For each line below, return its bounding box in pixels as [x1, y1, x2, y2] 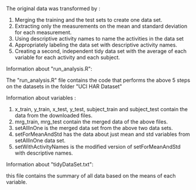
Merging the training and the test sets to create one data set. [14, 16, 162, 23]
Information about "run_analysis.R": [6, 65, 93, 72]
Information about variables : [6, 94, 76, 101]
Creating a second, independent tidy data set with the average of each [14, 48, 187, 55]
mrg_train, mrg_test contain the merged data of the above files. [14, 118, 168, 125]
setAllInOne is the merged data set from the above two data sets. [14, 125, 173, 131]
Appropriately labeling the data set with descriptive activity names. [14, 41, 178, 48]
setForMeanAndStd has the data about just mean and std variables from [14, 131, 190, 138]
